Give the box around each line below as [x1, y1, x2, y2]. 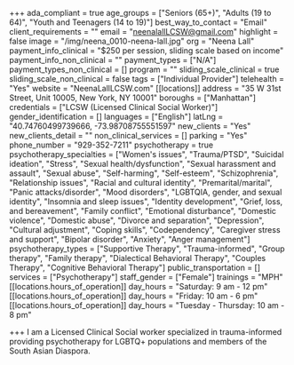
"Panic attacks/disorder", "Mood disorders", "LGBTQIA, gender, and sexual [9, 186, 282, 197]
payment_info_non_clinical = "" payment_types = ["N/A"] [9, 55, 217, 65]
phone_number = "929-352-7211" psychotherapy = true [9, 139, 214, 150]
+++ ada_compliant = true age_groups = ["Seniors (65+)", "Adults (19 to [9, 8, 272, 18]
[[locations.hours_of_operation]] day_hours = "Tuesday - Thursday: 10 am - [9, 300, 285, 310]
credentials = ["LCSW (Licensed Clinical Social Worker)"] [9, 102, 219, 112]
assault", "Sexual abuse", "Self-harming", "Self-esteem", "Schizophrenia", [9, 168, 279, 179]
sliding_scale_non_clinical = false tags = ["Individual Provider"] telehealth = [9, 74, 284, 83]
